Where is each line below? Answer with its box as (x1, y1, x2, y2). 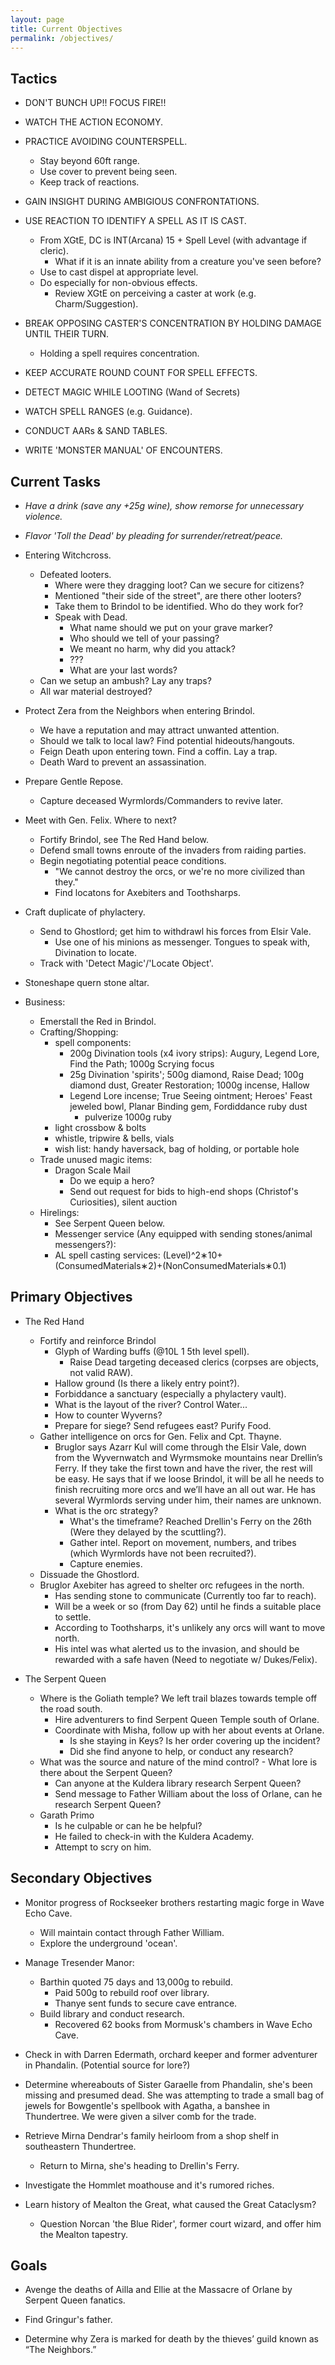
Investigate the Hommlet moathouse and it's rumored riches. (24, 2179, 275, 2191)
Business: (24, 996, 66, 1008)
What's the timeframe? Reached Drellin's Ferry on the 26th (69, 1515, 312, 1527)
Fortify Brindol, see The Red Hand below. (39, 834, 210, 845)
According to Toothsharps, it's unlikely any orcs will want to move (54, 1621, 326, 1633)
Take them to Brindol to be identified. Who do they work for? (54, 601, 304, 612)
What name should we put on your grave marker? (69, 622, 273, 633)
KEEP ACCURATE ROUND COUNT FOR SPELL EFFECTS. (24, 367, 258, 379)
